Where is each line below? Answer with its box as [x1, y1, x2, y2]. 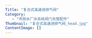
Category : [5, 12, 26, 17]
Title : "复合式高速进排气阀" [5, 7, 59, 12]
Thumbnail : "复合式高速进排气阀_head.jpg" [5, 21, 88, 26]
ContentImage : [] [5, 26, 41, 31]
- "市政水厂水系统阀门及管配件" [11, 16, 69, 21]
